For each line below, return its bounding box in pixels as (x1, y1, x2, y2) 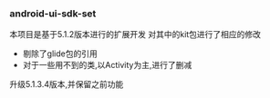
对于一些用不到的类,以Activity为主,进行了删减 (22, 60, 192, 71)
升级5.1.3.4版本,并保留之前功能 (9, 79, 124, 90)
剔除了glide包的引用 (22, 48, 98, 59)
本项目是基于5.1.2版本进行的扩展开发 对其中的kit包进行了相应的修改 (9, 29, 262, 40)
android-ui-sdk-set (9, 7, 97, 20)
